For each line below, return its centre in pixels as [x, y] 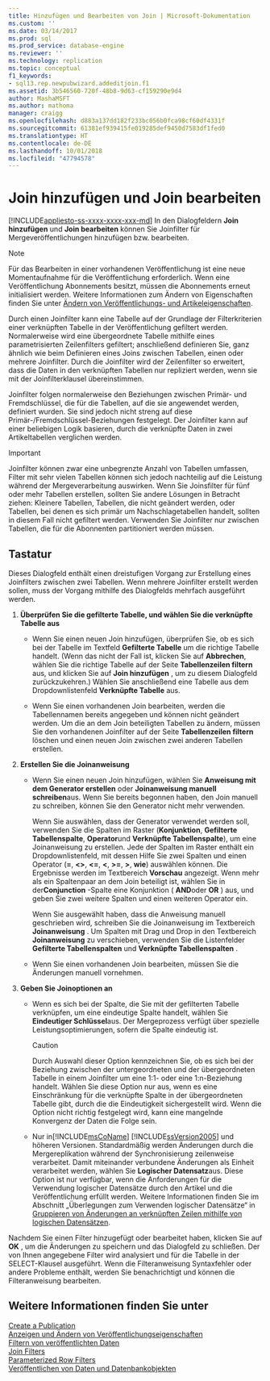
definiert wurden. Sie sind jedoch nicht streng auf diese [101, 411]
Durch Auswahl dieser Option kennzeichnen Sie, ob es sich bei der [143, 1061]
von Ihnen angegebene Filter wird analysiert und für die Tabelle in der [124, 1255]
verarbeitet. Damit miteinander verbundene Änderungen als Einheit [143, 1162]
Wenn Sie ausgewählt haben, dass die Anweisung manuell [129, 914]
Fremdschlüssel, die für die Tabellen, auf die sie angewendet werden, [124, 403]
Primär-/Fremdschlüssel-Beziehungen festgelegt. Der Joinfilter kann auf [128, 420]
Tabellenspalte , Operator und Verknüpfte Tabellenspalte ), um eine [144, 839]
